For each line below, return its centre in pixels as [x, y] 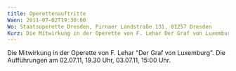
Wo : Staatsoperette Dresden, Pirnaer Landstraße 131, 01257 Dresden [110, 26]
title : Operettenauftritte [47, 14]
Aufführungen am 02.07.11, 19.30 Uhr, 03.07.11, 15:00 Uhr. [89, 61]
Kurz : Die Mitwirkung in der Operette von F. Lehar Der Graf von [105, 33]
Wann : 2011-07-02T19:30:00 [47, 20]
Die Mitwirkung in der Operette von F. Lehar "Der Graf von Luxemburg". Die [117, 53]
